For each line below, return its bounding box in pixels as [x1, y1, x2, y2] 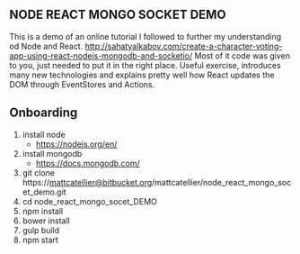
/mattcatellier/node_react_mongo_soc [151, 177, 292, 187]
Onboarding [9, 105, 78, 121]
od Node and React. [9, 41, 84, 51]
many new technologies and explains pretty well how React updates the [9, 69, 275, 80]
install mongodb [22, 148, 83, 159]
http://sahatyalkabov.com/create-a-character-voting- [84, 41, 283, 51]
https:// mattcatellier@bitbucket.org [22, 177, 153, 187]
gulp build [22, 224, 60, 235]
